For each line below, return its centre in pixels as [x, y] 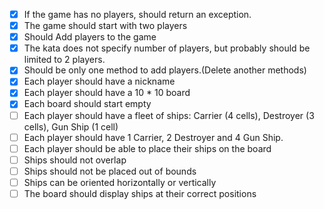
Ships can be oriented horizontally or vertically [120, 182]
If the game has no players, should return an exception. [137, 14]
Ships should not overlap [75, 160]
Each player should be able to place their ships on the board [147, 148]
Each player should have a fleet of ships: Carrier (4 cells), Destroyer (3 [169, 115]
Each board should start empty [87, 104]
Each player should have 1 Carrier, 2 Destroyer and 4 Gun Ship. [153, 137]
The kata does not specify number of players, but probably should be [167, 48]
